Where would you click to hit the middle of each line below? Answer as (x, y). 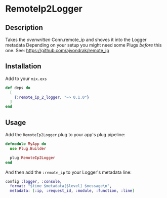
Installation (23, 66)
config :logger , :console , (34, 181)
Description (24, 28)
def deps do (18, 88)
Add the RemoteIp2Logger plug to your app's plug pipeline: (65, 134)
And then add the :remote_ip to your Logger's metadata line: (68, 172)
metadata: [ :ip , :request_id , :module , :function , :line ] (72, 191)
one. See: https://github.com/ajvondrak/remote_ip (57, 50)
